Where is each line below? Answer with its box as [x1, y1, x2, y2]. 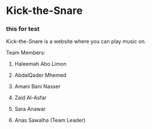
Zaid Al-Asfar [14, 94, 47, 101]
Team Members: [6, 49, 46, 56]
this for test [6, 25, 40, 33]
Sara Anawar [14, 106, 46, 113]
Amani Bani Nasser [14, 83, 61, 90]
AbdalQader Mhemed [14, 71, 67, 79]
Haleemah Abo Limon [14, 60, 67, 67]
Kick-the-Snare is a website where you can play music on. [6, 38, 146, 45]
